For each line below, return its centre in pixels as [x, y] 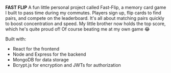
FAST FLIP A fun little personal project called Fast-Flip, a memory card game [86, 7]
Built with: [16, 39]
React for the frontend [36, 49]
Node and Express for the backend [49, 54]
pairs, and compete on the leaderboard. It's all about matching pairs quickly [85, 18]
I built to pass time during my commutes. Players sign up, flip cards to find [83, 13]
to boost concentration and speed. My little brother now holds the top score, [86, 23]
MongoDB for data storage [41, 60]
